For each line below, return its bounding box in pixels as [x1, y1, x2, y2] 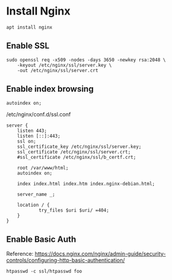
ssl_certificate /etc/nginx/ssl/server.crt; [17, 148, 131, 155]
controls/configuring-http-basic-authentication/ [6, 256, 126, 264]
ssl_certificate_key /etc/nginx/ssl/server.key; [17, 144, 142, 150]
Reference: [6, 250, 34, 258]
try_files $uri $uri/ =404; [38, 207, 110, 213]
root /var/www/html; [17, 165, 69, 171]
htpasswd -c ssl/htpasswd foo [6, 268, 83, 275]
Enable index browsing [6, 84, 94, 95]
